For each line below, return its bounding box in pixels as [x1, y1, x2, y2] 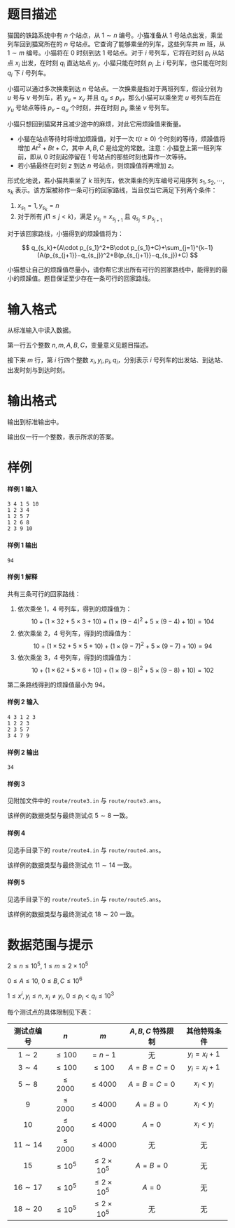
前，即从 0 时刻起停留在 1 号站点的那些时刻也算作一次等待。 [17, 152, 191, 161]
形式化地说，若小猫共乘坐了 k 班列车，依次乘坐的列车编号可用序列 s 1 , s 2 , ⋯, [7, 176, 225, 186]
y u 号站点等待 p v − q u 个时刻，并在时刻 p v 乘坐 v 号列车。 [7, 103, 173, 113]
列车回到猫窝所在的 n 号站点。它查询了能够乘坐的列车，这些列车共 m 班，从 [7, 39, 226, 48]
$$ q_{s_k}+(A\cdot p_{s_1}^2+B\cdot [22, 244, 129, 252]
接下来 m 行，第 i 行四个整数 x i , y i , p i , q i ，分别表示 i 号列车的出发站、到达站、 [7, 356, 227, 366]
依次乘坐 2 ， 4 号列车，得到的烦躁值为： [17, 629, 134, 638]
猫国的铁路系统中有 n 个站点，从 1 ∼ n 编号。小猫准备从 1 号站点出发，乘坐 [7, 31, 223, 39]
